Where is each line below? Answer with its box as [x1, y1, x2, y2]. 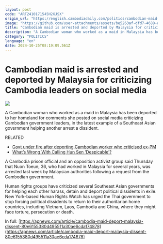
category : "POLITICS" [5, 34, 49, 39]
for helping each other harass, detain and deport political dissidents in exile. [5, 188, 157, 194]
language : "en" [5, 39, 36, 44]
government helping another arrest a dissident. [5, 125, 99, 131]
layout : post [5, 7, 32, 12]
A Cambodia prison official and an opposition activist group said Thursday [5, 158, 153, 164]
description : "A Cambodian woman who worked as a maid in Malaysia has [5, 30, 153, 34]
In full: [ [5, 218, 20, 224]
